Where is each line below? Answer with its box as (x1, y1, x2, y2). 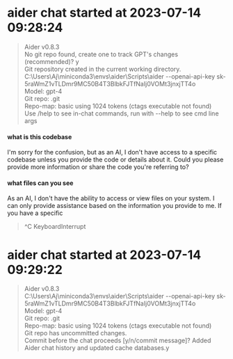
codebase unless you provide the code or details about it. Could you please (7, 155, 224, 164)
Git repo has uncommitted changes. (24, 329, 127, 337)
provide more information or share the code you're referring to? (7, 163, 189, 171)
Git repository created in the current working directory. (24, 65, 182, 73)
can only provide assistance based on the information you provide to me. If (7, 202, 223, 210)
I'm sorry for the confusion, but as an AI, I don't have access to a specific (7, 148, 218, 157)
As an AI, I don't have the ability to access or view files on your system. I (7, 194, 215, 202)
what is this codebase (7, 132, 72, 141)
